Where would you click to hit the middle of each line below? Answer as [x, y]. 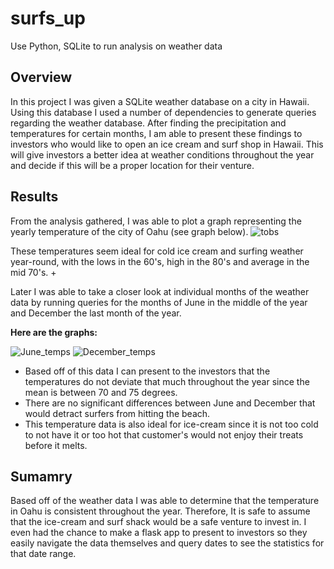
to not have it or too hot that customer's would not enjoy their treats [164, 434]
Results [34, 197]
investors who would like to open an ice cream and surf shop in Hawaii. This [167, 144]
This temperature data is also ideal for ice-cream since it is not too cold [171, 424]
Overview [41, 77]
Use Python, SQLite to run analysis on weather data [116, 46]
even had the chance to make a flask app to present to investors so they [159, 533]
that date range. [43, 554]
